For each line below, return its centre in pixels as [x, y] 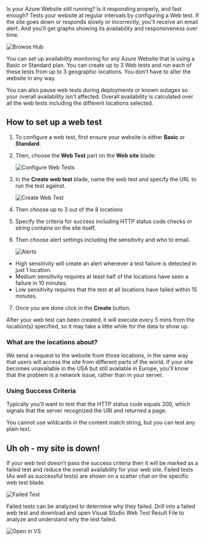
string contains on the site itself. [55, 228]
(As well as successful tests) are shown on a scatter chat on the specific [98, 476]
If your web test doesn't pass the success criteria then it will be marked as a [102, 463]
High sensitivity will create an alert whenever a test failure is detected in [106, 263]
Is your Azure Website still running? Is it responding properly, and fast [94, 9]
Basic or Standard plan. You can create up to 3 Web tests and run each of [99, 65]
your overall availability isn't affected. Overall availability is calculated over [100, 96]
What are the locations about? [52, 342]
